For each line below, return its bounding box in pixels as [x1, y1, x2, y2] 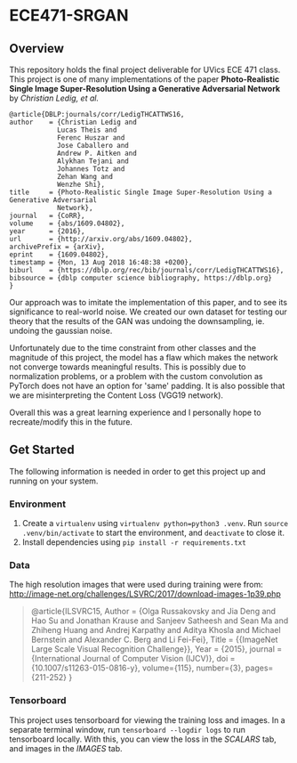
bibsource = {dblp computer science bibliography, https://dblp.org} [9, 273, 273, 282]
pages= [245, 662, 274, 673]
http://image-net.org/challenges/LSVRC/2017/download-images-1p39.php [9, 588, 282, 599]
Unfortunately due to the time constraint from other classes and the [9, 343, 256, 353]
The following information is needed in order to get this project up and [9, 466, 266, 476]
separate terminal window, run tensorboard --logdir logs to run [9, 724, 246, 735]
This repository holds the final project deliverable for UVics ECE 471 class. [9, 64, 281, 75]
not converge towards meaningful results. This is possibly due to [9, 361, 246, 372]
